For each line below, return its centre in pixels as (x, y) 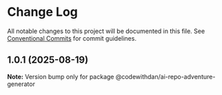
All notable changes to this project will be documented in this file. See (106, 31)
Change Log (42, 12)
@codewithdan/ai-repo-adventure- (165, 76)
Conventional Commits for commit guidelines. (72, 38)
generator (21, 84)
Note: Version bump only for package (61, 76)
